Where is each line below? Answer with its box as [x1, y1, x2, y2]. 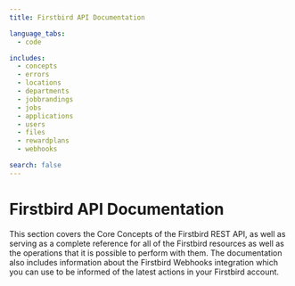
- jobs [17, 103, 42, 112]
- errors [17, 70, 50, 79]
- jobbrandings [17, 94, 74, 103]
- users [17, 119, 46, 129]
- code [17, 37, 42, 46]
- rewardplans [17, 136, 70, 145]
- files [17, 128, 46, 137]
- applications [17, 111, 74, 120]
